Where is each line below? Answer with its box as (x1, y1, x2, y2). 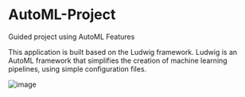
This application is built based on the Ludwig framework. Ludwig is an (8, 47, 238, 56)
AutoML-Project (8, 6, 116, 24)
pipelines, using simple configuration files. (8, 64, 147, 73)
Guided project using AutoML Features (8, 32, 135, 41)
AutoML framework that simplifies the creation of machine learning (8, 56, 228, 65)
